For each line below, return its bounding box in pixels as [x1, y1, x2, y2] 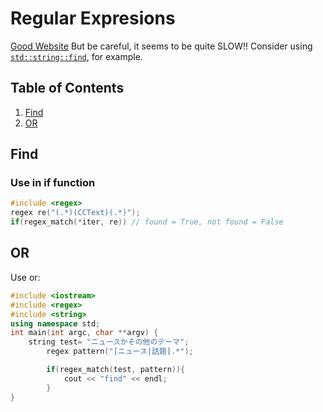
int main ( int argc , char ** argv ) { [10, 328, 159, 338]
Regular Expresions [10, 7, 176, 30]
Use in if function [10, 176, 96, 190]
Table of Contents [10, 80, 125, 97]
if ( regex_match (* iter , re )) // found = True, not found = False [10, 217, 284, 227]
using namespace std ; [10, 318, 101, 329]
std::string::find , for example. [10, 50, 143, 62]
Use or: [10, 271, 41, 283]
